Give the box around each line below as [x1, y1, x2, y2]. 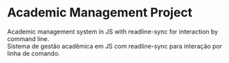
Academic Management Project [7, 5, 192, 21]
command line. [7, 34, 50, 42]
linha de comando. [7, 49, 60, 58]
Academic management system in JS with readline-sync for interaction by [7, 27, 219, 36]
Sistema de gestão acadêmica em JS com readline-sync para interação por [7, 42, 223, 50]
